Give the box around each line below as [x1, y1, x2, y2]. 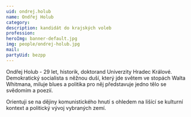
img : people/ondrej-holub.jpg [6, 42, 81, 47]
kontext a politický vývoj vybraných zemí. [6, 104, 106, 111]
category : [6, 19, 31, 25]
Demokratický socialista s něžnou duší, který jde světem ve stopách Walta [6, 74, 186, 81]
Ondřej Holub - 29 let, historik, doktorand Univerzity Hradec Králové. [6, 68, 172, 75]
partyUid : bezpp [6, 52, 46, 58]
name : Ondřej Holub [6, 14, 54, 20]
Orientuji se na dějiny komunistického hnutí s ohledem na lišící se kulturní [6, 98, 183, 105]
